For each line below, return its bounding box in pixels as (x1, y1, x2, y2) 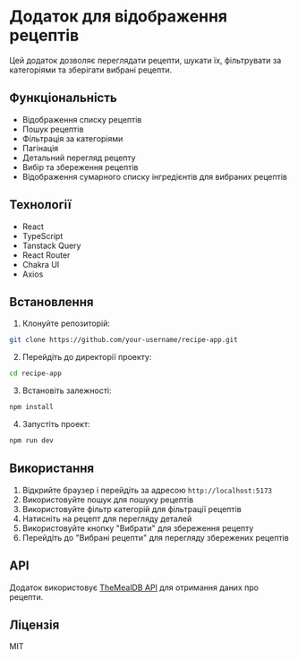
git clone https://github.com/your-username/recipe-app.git (9, 336, 239, 345)
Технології (9, 197, 72, 212)
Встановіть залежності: (21, 385, 112, 396)
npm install (9, 403, 54, 412)
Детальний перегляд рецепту (21, 152, 136, 163)
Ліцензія (9, 617, 60, 632)
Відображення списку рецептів (21, 114, 142, 124)
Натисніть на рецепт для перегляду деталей (21, 513, 192, 524)
